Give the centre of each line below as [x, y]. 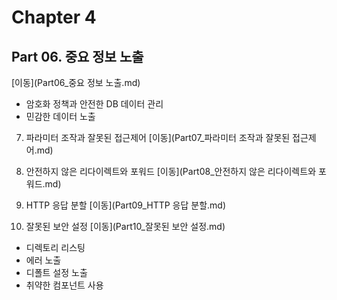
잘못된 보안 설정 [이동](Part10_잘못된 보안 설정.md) [125, 226]
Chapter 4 [54, 17]
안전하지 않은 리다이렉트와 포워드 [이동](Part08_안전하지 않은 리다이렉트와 [171, 171]
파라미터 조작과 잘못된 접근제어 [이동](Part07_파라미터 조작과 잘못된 [158, 137]
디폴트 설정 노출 [56, 272]
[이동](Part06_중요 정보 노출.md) [76, 82]
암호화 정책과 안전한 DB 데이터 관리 [94, 104]
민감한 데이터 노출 [60, 116]
